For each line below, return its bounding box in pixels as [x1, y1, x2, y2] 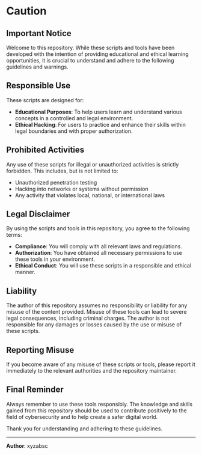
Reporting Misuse [6, 344, 75, 355]
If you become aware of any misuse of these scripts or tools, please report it [6, 361, 195, 368]
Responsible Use [6, 81, 71, 91]
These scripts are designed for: [6, 96, 84, 103]
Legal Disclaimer [6, 209, 70, 219]
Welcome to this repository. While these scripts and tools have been [6, 44, 175, 51]
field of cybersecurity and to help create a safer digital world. [6, 413, 158, 420]
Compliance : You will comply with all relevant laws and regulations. [14, 243, 182, 250]
